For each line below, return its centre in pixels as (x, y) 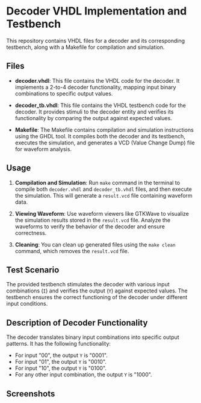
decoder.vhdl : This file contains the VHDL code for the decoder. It (97, 80)
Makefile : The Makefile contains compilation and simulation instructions (104, 130)
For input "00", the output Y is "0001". (61, 355)
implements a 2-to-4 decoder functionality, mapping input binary (95, 87)
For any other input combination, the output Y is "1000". (83, 375)
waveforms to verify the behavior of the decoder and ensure (90, 226)
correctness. (31, 233)
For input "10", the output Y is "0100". (61, 368)
